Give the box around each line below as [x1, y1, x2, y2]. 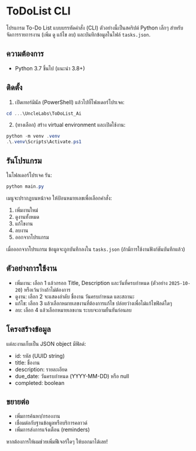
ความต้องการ [6, 49, 44, 59]
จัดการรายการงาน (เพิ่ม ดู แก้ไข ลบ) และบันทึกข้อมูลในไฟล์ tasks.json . [6, 31, 151, 38]
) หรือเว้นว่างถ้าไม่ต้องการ [20, 286, 71, 293]
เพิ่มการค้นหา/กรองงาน [14, 413, 61, 420]
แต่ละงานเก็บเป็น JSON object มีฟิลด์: [6, 340, 86, 347]
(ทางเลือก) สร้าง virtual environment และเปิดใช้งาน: [14, 121, 126, 129]
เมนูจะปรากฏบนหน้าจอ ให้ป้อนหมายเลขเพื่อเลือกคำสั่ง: [6, 194, 112, 201]
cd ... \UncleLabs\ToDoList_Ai [6, 110, 82, 117]
